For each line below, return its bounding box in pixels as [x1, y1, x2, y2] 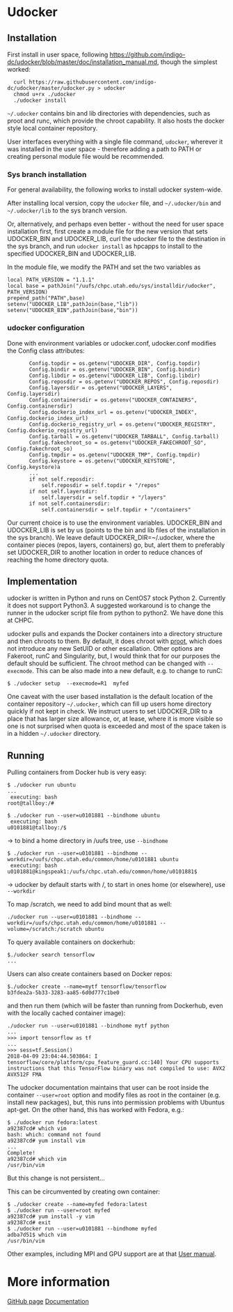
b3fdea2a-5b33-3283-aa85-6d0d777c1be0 [7, 989, 120, 996]
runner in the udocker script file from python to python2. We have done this [7, 609, 224, 617]
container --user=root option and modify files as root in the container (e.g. [7, 1091, 221, 1099]
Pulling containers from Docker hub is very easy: [7, 768, 147, 777]
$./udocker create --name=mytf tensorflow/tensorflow [7, 983, 167, 990]
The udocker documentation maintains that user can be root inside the [7, 1083, 209, 1092]
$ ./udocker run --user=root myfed [7, 1207, 111, 1214]
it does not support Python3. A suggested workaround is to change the [7, 601, 211, 610]
